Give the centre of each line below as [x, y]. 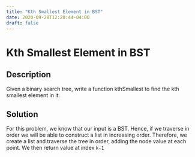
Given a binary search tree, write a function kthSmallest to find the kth [93, 89]
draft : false [22, 23]
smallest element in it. [33, 95]
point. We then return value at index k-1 [55, 148]
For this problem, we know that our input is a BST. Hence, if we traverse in [98, 129]
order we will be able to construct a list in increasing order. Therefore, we [97, 135]
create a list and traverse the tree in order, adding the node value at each [96, 141]
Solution [22, 114]
